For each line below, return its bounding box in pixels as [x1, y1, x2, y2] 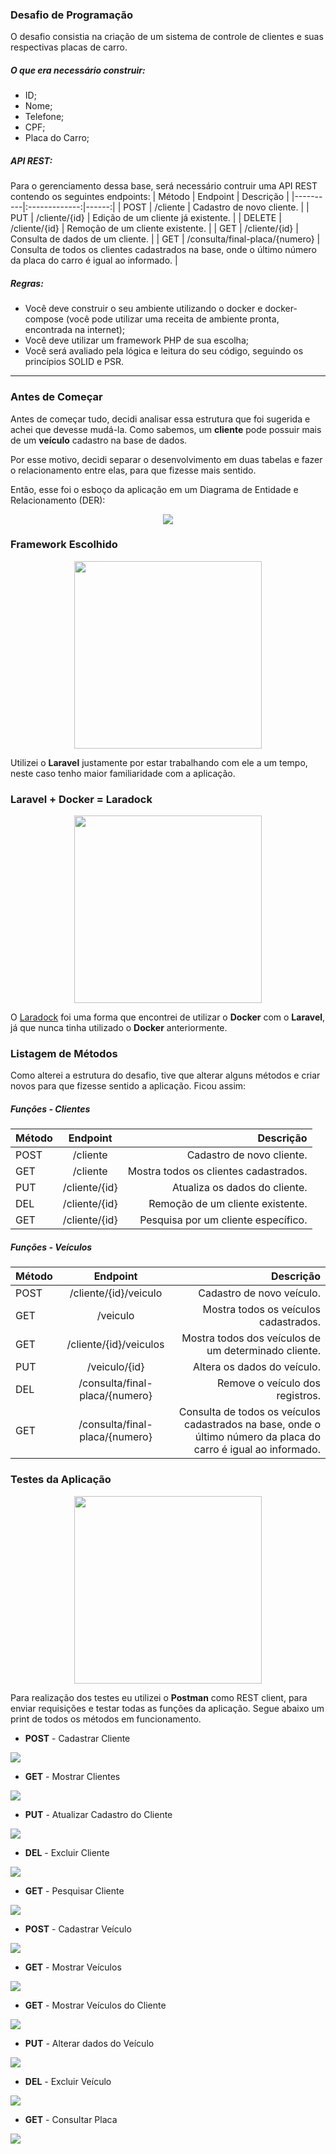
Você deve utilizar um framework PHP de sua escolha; [24, 334, 249, 347]
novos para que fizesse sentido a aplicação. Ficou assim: [10, 1080, 247, 1092]
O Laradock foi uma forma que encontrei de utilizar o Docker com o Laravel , [10, 1011, 326, 1023]
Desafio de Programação [10, 8, 134, 22]
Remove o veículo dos [217, 1376, 321, 1390]
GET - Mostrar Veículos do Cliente [24, 1999, 167, 2011]
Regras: [10, 277, 44, 289]
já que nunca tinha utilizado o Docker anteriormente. [10, 1022, 228, 1034]
